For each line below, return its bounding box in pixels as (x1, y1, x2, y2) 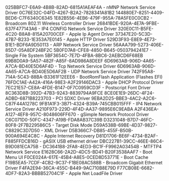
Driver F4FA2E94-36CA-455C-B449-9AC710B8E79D (5, 165, 116, 171)
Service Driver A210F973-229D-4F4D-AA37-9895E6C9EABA (5, 106, 134, 112)
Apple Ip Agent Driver (69, 31, 114, 37)
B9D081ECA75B (5, 144, 39, 149)
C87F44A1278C (5, 101, 38, 106)
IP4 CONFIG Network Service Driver (41, 26, 117, 32)
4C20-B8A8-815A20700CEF (5, 31, 65, 37)
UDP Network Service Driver (70, 69, 131, 75)
